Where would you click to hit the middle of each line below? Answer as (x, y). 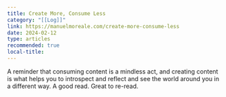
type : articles (29, 39)
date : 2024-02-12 (32, 33)
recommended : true (33, 45)
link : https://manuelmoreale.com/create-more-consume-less (93, 26)
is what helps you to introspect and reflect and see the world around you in (113, 78)
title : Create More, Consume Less (57, 13)
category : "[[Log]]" (37, 20)
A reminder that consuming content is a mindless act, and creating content (113, 71)
